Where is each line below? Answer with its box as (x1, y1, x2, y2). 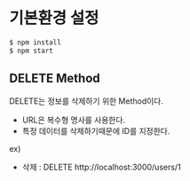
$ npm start (9, 46, 53, 55)
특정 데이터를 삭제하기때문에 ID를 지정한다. (21, 125, 170, 136)
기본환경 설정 (9, 8, 99, 28)
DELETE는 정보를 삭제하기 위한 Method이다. (9, 95, 164, 106)
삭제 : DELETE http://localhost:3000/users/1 (21, 161, 182, 172)
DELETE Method (9, 71, 100, 86)
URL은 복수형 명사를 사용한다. (21, 114, 126, 125)
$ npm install (9, 37, 62, 47)
